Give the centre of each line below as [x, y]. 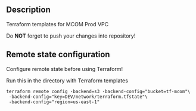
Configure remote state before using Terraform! [65, 69]
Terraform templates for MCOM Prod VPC [57, 24]
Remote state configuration [58, 55]
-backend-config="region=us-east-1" [54, 102]
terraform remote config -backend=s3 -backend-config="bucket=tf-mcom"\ [98, 91]
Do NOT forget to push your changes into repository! [71, 36]
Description [28, 10]
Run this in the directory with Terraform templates [67, 81]
